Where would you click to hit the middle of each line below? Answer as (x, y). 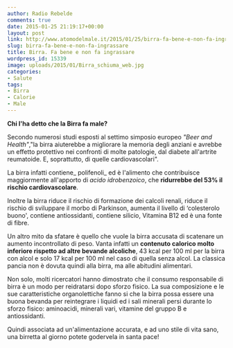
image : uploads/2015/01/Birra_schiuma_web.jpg (76, 65)
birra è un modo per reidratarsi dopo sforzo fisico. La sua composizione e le (115, 286)
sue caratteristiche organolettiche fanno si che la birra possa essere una (111, 294)
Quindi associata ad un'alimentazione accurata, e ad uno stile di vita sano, (113, 329)
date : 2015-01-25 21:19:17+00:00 (55, 26)
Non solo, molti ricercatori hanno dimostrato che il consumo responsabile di (115, 279)
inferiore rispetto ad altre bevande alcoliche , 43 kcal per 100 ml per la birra (116, 251)
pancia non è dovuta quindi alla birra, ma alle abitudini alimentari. (100, 266)
